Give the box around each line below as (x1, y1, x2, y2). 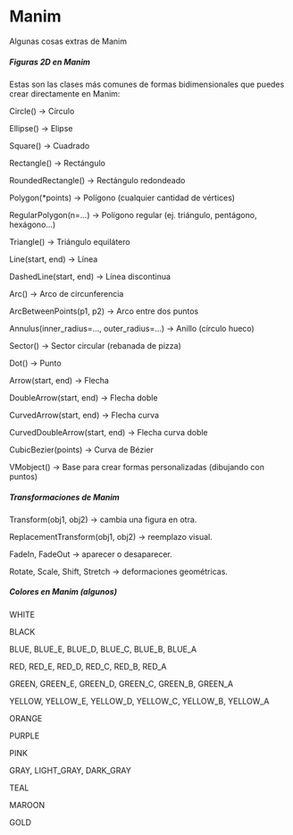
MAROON (9, 799, 46, 810)
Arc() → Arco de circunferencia (9, 288, 124, 299)
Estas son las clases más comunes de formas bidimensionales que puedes (9, 79, 285, 89)
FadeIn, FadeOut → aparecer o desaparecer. (9, 548, 172, 560)
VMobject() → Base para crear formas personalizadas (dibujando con (9, 461, 265, 472)
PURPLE (9, 730, 40, 741)
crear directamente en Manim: (9, 88, 121, 99)
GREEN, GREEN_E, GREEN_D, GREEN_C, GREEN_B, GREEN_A (9, 678, 234, 689)
